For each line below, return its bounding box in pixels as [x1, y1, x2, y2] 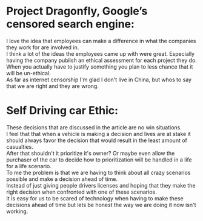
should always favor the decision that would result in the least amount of [6, 137, 188, 144]
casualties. [6, 143, 33, 150]
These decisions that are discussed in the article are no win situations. [6, 123, 182, 131]
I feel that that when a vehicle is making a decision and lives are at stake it [6, 130, 191, 137]
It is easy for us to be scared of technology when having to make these [6, 194, 184, 202]
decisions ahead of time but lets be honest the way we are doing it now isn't [6, 201, 196, 208]
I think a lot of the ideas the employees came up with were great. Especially [6, 50, 195, 57]
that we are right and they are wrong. [6, 82, 99, 89]
